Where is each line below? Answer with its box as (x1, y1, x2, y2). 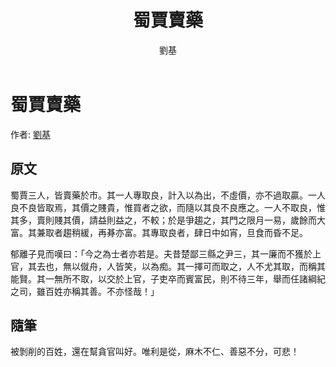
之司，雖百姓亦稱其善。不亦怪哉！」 (10, 285, 160, 297)
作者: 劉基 (10, 128, 51, 140)
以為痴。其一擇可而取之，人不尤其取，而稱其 (141, 260, 326, 272)
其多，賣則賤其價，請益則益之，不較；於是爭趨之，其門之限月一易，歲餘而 (10, 214, 317, 226)
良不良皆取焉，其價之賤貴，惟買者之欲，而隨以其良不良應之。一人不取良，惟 (10, 201, 326, 213)
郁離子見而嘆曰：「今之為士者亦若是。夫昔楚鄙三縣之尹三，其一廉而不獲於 (10, 247, 313, 260)
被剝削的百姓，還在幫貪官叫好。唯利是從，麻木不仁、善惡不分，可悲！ (10, 346, 300, 358)
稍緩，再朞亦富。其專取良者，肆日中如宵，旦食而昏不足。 (71, 226, 308, 238)
